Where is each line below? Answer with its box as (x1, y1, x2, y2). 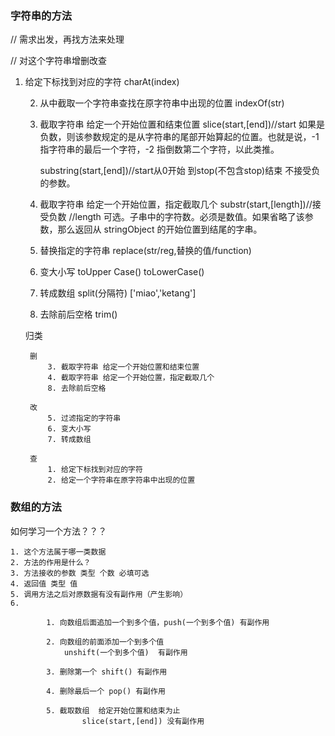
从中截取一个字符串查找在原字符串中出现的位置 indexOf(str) (39, 97, 285, 109)
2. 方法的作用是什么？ (10, 557, 92, 567)
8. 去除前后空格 (47, 383, 107, 394)
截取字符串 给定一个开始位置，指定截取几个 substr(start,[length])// (39, 198, 313, 211)
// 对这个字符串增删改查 (10, 55, 108, 67)
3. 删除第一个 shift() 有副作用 (46, 667, 168, 677)
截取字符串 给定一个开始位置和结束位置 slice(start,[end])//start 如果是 (39, 118, 326, 131)
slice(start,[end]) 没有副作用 (81, 716, 205, 726)
